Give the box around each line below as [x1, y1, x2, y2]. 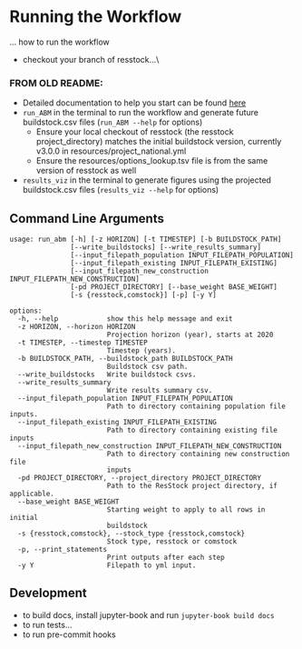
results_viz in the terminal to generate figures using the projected [22, 175, 272, 185]
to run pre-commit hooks [22, 629, 116, 640]
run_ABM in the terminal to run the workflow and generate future [22, 107, 259, 118]
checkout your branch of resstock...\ [22, 54, 160, 65]
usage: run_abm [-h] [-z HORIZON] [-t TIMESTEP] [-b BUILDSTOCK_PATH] [9, 235, 282, 245]
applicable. [9, 489, 54, 499]
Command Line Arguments [9, 211, 165, 226]
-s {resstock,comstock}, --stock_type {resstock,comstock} [17, 529, 246, 538]
